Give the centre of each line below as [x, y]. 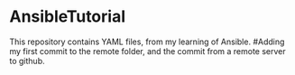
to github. [27, 61]
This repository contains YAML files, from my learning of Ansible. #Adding [147, 42]
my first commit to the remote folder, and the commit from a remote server [147, 51]
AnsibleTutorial [68, 17]
